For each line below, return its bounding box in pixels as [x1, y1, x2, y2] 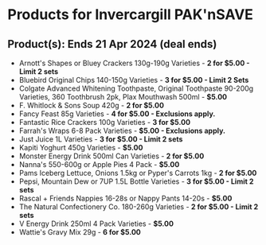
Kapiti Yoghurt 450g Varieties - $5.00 [18, 143, 143, 152]
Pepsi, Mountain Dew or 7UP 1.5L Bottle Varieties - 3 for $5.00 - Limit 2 [18, 177, 254, 186]
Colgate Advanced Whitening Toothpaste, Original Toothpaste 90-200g [18, 84, 254, 93]
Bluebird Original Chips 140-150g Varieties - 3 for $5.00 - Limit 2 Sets [18, 76, 249, 84]
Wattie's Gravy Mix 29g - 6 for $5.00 [18, 227, 141, 236]
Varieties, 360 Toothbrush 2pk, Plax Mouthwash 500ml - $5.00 [18, 92, 228, 101]
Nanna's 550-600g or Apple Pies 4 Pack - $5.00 [18, 160, 180, 169]
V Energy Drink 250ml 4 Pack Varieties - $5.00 [18, 219, 174, 228]
